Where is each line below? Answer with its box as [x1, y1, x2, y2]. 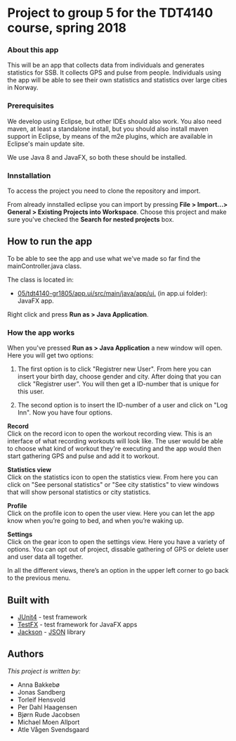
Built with [7, 594, 50, 606]
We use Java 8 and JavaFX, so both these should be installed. [7, 153, 188, 161]
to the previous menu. [7, 574, 71, 582]
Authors [7, 648, 44, 660]
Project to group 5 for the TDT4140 [7, 5, 214, 21]
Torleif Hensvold [17, 695, 65, 704]
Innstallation [7, 170, 51, 180]
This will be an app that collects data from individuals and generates [7, 61, 205, 70]
